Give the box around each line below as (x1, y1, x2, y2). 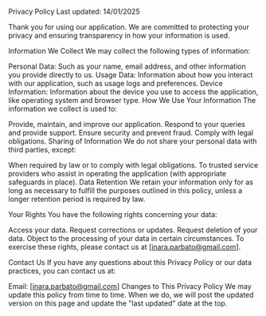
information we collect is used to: (8, 104, 118, 113)
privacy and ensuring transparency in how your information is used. (8, 31, 230, 40)
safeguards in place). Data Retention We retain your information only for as (8, 177, 253, 187)
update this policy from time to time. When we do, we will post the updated (8, 290, 254, 299)
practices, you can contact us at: (8, 267, 116, 275)
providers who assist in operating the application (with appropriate (8, 169, 227, 178)
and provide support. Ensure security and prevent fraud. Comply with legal (8, 128, 253, 137)
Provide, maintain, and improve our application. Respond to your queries (8, 120, 245, 128)
